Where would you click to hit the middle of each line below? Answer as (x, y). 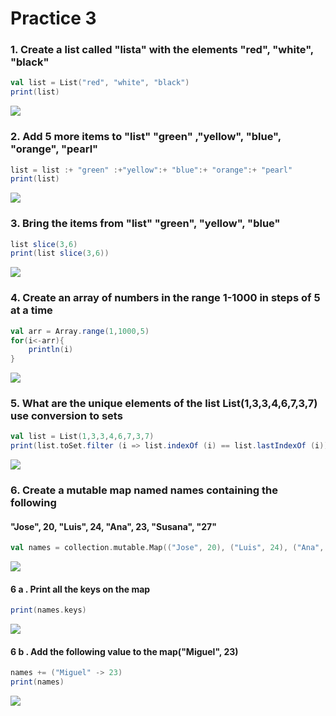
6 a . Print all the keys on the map (80, 589)
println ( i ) (51, 350)
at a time (31, 310)
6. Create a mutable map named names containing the (144, 490)
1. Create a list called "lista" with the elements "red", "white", (162, 50)
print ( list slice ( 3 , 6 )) (60, 253)
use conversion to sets (66, 416)
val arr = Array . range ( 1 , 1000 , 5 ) (80, 331)
